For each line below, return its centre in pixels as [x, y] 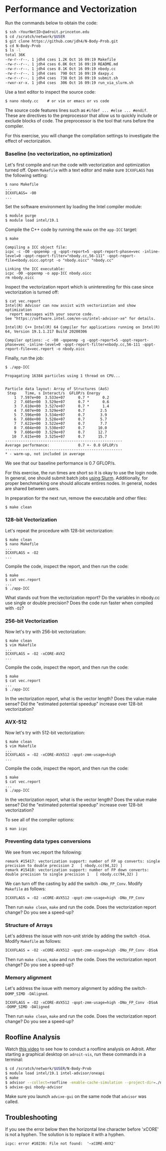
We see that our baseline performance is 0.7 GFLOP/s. [61, 463]
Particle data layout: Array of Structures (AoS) [57, 389]
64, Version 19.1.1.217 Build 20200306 [46, 332]
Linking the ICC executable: [35, 269]
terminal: [14, 1060]
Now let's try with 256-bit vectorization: [46, 632]
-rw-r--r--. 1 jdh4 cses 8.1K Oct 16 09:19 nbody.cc [61, 69]
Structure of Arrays [29, 925]
